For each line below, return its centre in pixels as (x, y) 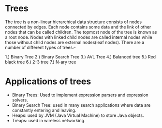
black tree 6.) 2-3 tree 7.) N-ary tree (41, 62)
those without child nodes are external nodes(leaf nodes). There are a (75, 42)
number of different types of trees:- (40, 47)
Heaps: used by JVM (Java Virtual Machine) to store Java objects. (78, 115)
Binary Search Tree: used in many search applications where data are (81, 105)
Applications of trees (48, 81)
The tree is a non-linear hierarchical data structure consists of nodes (73, 22)
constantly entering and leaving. (44, 110)
